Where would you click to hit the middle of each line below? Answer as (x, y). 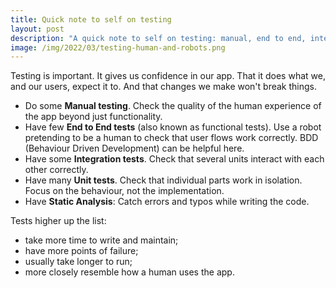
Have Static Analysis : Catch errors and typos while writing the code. (167, 202)
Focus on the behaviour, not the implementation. (124, 191)
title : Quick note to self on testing (91, 19)
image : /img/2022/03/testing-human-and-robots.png (118, 47)
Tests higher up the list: (58, 221)
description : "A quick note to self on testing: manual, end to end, (158, 38)
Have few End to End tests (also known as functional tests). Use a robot (173, 127)
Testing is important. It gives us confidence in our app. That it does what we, (168, 76)
